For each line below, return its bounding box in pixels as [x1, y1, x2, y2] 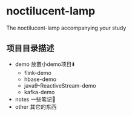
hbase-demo [24, 76, 56, 83]
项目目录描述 [6, 43, 54, 54]
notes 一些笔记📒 [15, 95, 56, 103]
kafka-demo [24, 88, 55, 95]
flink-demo [24, 69, 51, 76]
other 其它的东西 [15, 103, 57, 110]
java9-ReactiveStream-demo [24, 82, 96, 89]
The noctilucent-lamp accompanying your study [6, 24, 127, 31]
